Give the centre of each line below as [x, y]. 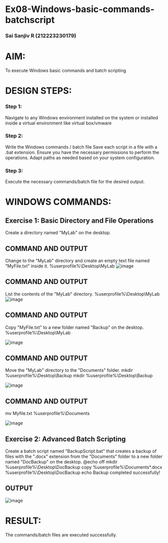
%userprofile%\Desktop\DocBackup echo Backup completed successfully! [83, 472]
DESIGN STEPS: [39, 91]
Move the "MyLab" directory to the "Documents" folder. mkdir [69, 370]
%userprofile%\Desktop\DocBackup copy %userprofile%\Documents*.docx [84, 467]
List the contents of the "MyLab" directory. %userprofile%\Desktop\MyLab [82, 294]
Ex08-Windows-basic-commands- [80, 9]
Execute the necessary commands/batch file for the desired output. [75, 182]
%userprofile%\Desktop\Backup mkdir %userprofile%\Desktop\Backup [79, 376]
